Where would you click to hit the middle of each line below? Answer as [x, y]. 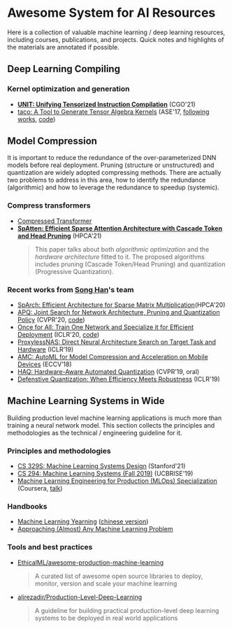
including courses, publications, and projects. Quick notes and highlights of [116, 39]
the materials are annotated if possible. [64, 47]
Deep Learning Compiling [64, 69]
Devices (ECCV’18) [44, 364]
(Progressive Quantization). [74, 271]
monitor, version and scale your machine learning [106, 583]
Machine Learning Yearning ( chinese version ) [83, 521]
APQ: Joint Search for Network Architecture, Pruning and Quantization [118, 312]
